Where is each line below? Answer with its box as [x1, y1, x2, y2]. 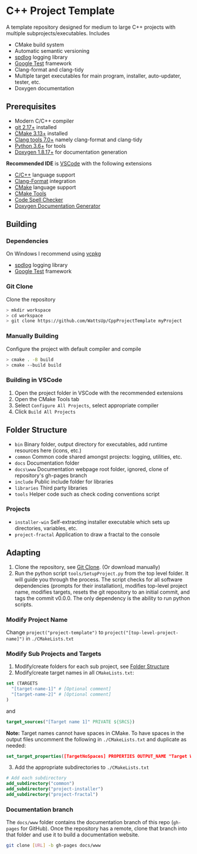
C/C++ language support [14, 171, 75, 178]
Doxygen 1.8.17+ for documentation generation [14, 148, 127, 155]
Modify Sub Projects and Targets [6, 649, 101, 658]
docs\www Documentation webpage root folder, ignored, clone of [14, 465, 169, 473]
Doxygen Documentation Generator [14, 202, 101, 209]
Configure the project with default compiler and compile [6, 345, 142, 353]
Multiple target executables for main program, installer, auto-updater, [14, 72, 182, 79]
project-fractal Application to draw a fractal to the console [14, 531, 160, 538]
